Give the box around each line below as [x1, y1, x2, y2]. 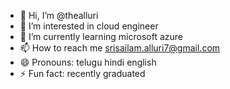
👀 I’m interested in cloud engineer [19, 20, 159, 32]
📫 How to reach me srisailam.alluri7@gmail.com [19, 42, 221, 54]
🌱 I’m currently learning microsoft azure [19, 31, 183, 42]
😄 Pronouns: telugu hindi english [19, 56, 157, 68]
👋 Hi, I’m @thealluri [19, 10, 99, 21]
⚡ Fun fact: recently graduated [19, 68, 146, 79]
